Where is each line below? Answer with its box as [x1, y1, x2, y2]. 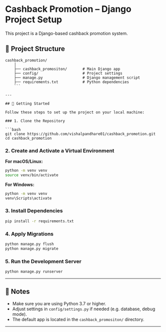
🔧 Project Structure [5, 45, 65, 53]
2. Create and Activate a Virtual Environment [5, 147, 115, 154]
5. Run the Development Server [5, 258, 82, 265]
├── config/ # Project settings [14, 71, 123, 76]
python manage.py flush [5, 241, 54, 247]
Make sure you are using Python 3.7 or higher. [12, 300, 106, 306]
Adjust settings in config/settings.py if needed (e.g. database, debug [12, 306, 156, 312]
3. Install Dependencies [5, 207, 63, 214]
